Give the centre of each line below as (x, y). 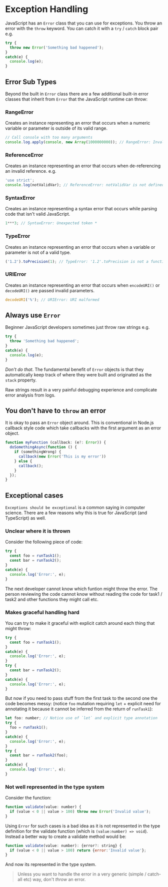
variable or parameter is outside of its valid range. (56, 128)
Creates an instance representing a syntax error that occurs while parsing (81, 209)
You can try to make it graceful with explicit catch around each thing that (80, 623)
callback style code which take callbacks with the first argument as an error (83, 428)
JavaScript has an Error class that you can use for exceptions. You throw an (84, 23)
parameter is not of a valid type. (38, 252)
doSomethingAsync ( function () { (43, 447)
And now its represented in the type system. (51, 864)
